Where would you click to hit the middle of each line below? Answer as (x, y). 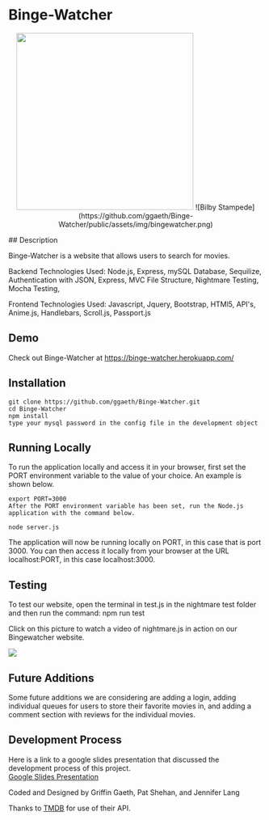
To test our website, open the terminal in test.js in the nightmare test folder (132, 605)
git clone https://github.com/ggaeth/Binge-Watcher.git (104, 402)
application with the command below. (72, 514)
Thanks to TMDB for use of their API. (69, 808)
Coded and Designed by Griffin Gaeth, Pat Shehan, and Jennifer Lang (124, 792)
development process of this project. (69, 768)
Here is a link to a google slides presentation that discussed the (114, 759)
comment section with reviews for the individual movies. (102, 714)
